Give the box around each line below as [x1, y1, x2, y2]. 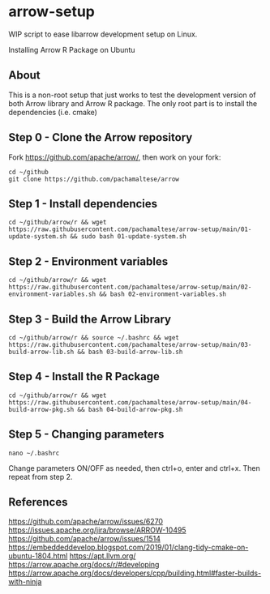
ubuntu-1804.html [8, 551, 68, 561]
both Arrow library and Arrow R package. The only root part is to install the [8, 98, 258, 108]
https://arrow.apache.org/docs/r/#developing [8, 560, 160, 570]
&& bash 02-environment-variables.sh [98, 290, 227, 298]
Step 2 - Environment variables [8, 254, 169, 268]
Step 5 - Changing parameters [8, 428, 165, 442]
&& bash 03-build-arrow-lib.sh [77, 348, 183, 356]
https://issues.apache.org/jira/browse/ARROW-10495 [8, 525, 186, 535]
